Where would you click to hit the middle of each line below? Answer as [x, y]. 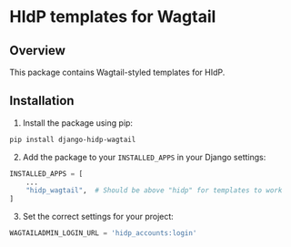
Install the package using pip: [78, 123]
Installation [42, 101]
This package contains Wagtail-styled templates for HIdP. [117, 72]
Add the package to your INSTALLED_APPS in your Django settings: [144, 157]
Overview [38, 51]
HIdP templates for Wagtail [113, 17]
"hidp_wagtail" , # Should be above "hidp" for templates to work [154, 190]
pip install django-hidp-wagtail [73, 139]
